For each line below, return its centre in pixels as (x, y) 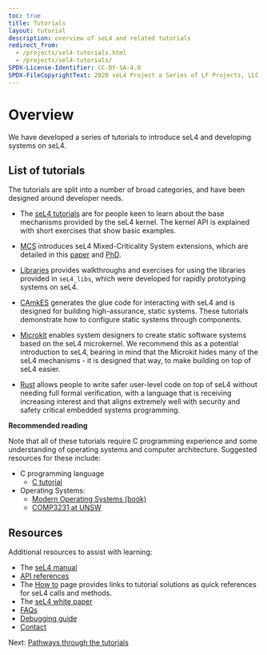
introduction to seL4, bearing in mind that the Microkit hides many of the (139, 352)
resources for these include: (55, 458)
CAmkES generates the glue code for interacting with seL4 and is (128, 303)
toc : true (25, 16)
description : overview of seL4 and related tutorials (100, 38)
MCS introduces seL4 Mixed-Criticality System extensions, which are (134, 246)
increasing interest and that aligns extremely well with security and (130, 401)
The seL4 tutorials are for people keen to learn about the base (122, 214)
